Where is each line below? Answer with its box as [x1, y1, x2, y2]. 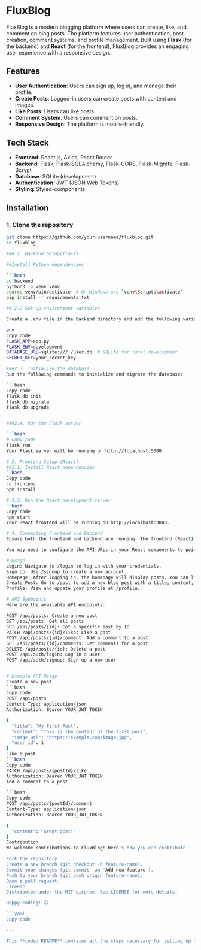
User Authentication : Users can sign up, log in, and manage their [14, 82, 177, 89]
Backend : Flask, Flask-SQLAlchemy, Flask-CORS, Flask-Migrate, [14, 160, 175, 167]
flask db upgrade [6, 404, 50, 410]
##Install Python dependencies [6, 261, 84, 267]
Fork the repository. [6, 856, 60, 862]
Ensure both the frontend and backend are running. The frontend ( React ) [6, 536, 194, 542]
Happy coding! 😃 [6, 900, 49, 906]
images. [14, 101, 35, 108]
